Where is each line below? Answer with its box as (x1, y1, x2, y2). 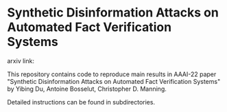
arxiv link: (7, 56, 34, 65)
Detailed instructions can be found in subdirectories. (7, 98, 156, 106)
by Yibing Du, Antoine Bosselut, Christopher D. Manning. (7, 85, 167, 93)
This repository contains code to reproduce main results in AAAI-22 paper (7, 70, 217, 78)
